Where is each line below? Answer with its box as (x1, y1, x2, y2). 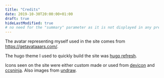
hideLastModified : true (5, 20, 54, 26)
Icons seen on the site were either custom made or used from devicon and (5, 62, 155, 68)
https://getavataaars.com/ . (5, 44, 59, 49)
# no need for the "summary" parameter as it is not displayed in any (5, 25, 152, 30)
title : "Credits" (5, 7, 41, 12)
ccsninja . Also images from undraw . (5, 67, 77, 73)
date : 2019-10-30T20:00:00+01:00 (5, 12, 73, 16)
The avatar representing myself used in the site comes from (5, 38, 125, 44)
